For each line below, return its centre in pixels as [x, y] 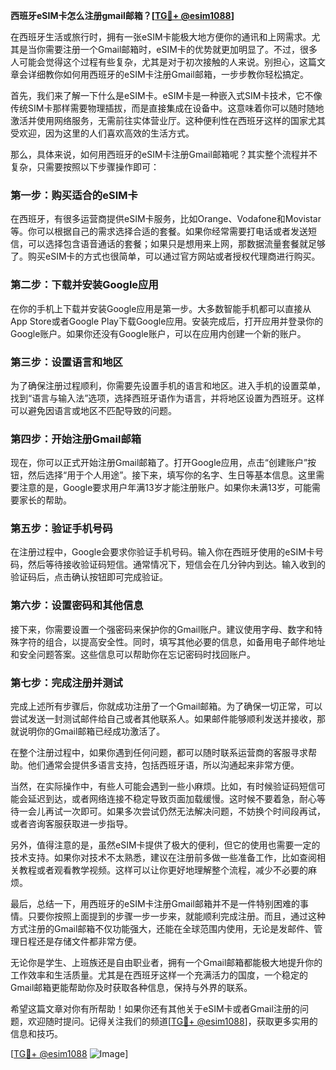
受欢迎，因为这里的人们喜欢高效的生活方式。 [102, 133]
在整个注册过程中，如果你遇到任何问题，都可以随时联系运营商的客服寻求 [159, 753]
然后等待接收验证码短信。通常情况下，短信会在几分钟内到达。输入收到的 [176, 565]
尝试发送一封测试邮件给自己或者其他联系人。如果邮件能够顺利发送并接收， [163, 719]
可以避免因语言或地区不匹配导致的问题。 [93, 410]
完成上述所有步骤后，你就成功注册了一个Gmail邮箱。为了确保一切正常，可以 [166, 706]
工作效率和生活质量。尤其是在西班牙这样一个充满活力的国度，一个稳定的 [159, 975]
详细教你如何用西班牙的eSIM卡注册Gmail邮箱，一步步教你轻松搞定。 [168, 74]
